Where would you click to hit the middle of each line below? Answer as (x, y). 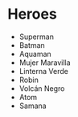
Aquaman (35, 54)
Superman (36, 37)
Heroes (32, 14)
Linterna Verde (44, 71)
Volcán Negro (42, 88)
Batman (32, 45)
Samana (33, 106)
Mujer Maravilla (45, 63)
